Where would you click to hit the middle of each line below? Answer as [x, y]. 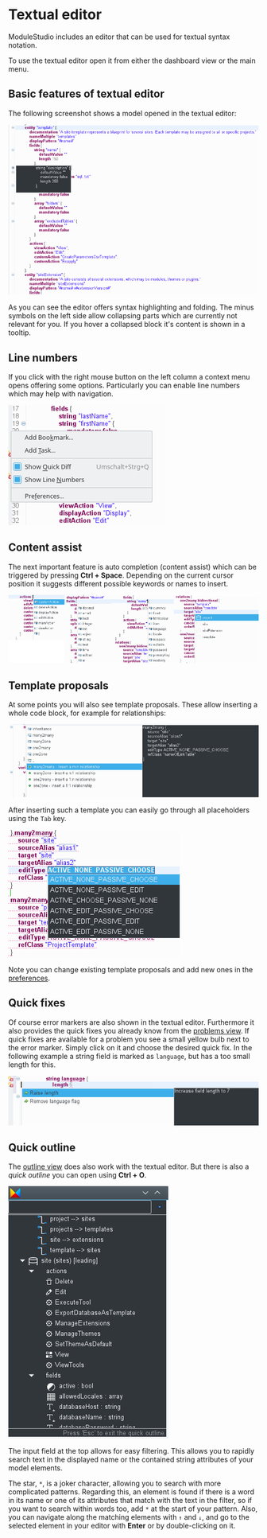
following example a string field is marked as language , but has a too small [129, 1056]
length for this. [32, 1065]
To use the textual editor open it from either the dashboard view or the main [132, 60]
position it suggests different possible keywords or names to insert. [118, 583]
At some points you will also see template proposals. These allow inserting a [133, 705]
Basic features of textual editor [86, 94]
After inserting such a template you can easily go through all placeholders [129, 810]
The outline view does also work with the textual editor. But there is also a [129, 1166]
